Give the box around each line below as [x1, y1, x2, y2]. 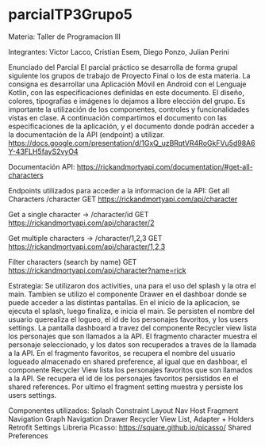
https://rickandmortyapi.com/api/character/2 [8, 218, 155, 227]
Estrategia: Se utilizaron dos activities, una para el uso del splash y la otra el [8, 281, 256, 290]
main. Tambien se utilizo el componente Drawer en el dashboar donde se [8, 289, 248, 299]
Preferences [8, 430, 49, 441]
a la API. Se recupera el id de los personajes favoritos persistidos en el [8, 373, 239, 383]
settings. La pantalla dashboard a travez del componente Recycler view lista [8, 323, 257, 332]
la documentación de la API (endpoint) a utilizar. [8, 129, 165, 139]
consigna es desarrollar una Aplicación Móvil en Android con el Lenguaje [8, 79, 247, 89]
